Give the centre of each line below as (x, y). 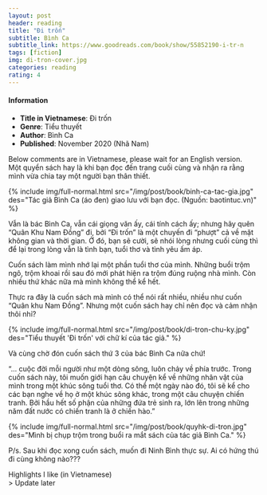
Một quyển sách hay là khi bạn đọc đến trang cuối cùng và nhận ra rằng (126, 167)
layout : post (30, 16)
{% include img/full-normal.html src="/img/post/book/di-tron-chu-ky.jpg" (129, 329)
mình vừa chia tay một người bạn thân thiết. (79, 175)
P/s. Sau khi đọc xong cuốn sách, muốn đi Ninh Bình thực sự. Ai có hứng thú (133, 450)
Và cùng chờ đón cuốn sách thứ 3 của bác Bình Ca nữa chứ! (107, 353)
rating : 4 (25, 75)
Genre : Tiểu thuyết (51, 126)
